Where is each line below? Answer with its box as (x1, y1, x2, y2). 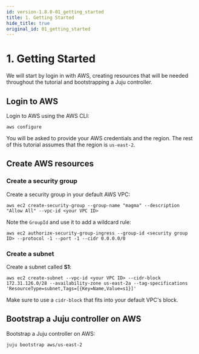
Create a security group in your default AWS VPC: (6, 191, 131, 198)
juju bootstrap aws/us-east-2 (6, 341, 83, 348)
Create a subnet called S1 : (6, 263, 71, 270)
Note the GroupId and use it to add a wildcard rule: (6, 218, 131, 225)
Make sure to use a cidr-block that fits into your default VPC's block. (6, 296, 178, 304)
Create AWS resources (6, 158, 94, 169)
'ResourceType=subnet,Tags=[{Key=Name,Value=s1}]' (6, 285, 137, 291)
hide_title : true (6, 20, 50, 26)
